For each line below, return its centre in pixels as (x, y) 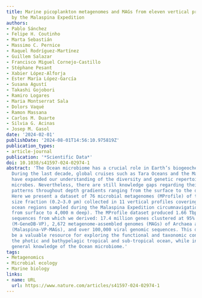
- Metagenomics (25, 258)
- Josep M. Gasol (28, 129)
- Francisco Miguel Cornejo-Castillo (54, 62)
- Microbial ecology (32, 263)
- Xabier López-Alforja (36, 73)
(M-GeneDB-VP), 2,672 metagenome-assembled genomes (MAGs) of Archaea (102, 224)
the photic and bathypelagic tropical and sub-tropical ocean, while (100, 241)
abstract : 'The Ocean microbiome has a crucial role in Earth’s (88, 168)
